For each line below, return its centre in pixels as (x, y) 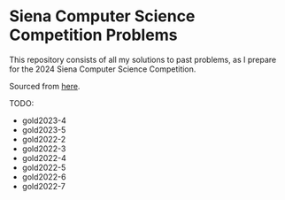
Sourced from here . (45, 86)
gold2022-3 (44, 149)
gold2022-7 (44, 186)
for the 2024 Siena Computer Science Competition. (103, 69)
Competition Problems (93, 35)
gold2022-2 (44, 139)
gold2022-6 (44, 177)
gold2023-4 (44, 120)
